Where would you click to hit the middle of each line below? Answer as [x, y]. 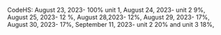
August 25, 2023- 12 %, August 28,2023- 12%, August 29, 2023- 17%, [109, 17]
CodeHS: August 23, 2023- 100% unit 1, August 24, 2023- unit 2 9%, [106, 10]
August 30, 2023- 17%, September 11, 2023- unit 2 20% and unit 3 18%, [111, 24]
